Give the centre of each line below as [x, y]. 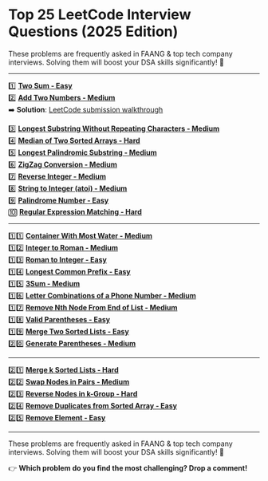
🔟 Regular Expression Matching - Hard [75, 211]
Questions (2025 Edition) [93, 32]
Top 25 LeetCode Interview [100, 15]
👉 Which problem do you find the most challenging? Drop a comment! [128, 467]
